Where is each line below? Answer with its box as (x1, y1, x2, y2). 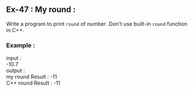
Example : (6, 41, 36, 49)
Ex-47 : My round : (6, 5, 76, 15)
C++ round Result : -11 (6, 79, 60, 87)
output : (6, 67, 25, 74)
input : (6, 55, 22, 62)
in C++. (6, 26, 25, 33)
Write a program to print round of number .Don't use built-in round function (6, 20, 188, 27)
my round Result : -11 (6, 73, 57, 80)
